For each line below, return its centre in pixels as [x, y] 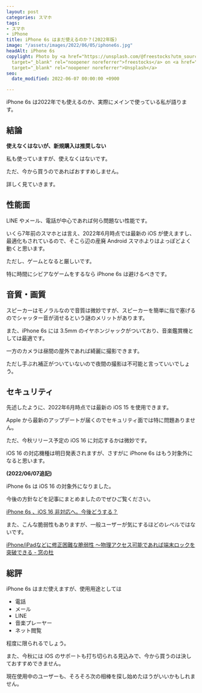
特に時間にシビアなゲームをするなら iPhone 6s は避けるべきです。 [88, 273]
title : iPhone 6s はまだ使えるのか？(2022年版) [62, 40]
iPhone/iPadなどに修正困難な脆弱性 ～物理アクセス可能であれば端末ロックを [101, 545]
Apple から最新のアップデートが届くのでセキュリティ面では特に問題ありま [98, 420]
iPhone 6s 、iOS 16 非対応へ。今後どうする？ [62, 512]
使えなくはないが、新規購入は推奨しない [56, 145]
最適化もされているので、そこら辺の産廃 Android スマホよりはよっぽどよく [99, 240]
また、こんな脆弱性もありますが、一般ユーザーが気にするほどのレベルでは [98, 525]
